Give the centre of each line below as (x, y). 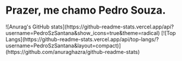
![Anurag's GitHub (28, 27)
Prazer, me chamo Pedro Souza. (86, 10)
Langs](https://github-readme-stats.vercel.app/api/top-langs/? (82, 39)
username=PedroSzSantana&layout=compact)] (63, 46)
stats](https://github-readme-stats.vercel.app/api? (112, 27)
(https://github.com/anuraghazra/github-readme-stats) (73, 52)
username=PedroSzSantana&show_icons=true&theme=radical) (83, 33)
